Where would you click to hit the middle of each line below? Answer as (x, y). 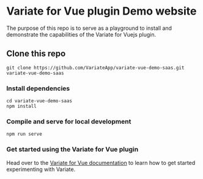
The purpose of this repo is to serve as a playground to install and (89, 28)
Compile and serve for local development (69, 121)
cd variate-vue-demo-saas (39, 101)
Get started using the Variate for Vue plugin (72, 149)
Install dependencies (38, 88)
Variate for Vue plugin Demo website (102, 11)
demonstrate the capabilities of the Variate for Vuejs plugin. (81, 34)
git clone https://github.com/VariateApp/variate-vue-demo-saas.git (95, 68)
